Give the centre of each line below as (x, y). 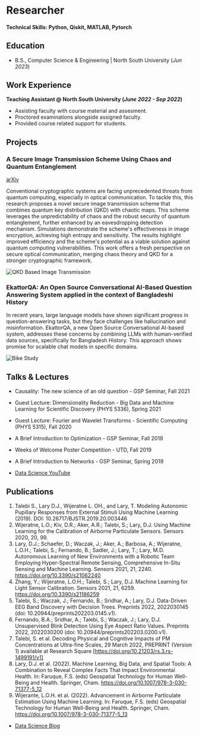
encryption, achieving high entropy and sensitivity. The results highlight (94, 235)
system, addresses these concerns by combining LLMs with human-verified (99, 334)
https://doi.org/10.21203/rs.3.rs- (134, 651)
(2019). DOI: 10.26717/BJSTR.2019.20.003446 (71, 519)
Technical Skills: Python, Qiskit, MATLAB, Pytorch (69, 27)
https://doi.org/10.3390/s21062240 (58, 575)
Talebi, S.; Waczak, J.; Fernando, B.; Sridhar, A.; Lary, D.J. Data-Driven (101, 601)
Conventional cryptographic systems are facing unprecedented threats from (99, 191)
